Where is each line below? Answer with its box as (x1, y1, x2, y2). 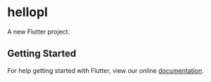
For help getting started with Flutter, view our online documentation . (7, 66, 204, 74)
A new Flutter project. (7, 27, 70, 36)
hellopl (7, 4, 48, 20)
